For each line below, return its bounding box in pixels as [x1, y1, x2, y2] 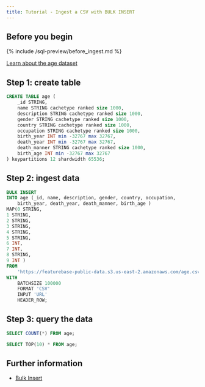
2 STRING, [6, 218, 32, 224]
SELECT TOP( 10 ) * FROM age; [6, 341, 78, 347]
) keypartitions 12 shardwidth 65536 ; [6, 156, 105, 162]
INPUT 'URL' [17, 292, 48, 298]
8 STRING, [6, 252, 32, 258]
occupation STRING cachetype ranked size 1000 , [17, 128, 140, 134]
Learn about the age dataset [6, 59, 77, 67]
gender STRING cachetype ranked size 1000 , [17, 116, 130, 122]
